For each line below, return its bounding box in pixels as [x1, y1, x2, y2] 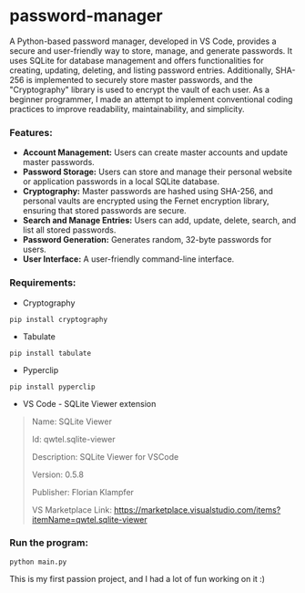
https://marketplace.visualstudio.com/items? [113, 504, 281, 515]
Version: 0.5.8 [31, 469, 85, 480]
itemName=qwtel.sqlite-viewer [31, 514, 147, 525]
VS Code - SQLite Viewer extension [22, 398, 157, 409]
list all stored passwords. [22, 224, 117, 235]
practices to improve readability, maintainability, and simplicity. [9, 103, 245, 114]
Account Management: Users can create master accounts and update [22, 147, 289, 158]
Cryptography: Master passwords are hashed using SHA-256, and [22, 186, 273, 197]
